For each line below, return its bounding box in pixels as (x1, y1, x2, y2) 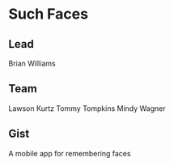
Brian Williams (8, 58, 56, 68)
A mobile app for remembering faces (8, 148, 131, 158)
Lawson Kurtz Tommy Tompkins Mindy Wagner (8, 103, 166, 113)
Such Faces (8, 5, 89, 23)
